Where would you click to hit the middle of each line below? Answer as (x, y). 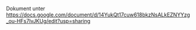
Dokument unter (26, 9)
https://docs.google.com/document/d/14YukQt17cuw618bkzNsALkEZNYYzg (98, 15)
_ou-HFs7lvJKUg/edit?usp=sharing (48, 21)
